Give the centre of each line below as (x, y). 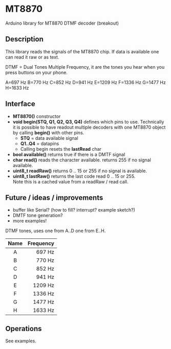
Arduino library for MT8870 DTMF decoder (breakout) (62, 23)
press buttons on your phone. (37, 72)
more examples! (30, 221)
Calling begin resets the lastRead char (61, 149)
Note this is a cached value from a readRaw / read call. (70, 181)
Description (24, 39)
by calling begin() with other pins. (48, 132)
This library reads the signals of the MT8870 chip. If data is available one (82, 51)
